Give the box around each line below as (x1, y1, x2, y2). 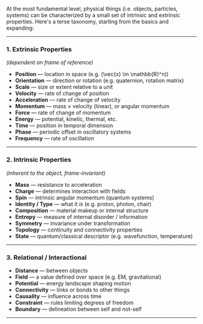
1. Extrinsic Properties (6, 45, 72, 53)
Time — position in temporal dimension (14, 122, 114, 129)
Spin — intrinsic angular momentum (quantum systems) (14, 193, 155, 201)
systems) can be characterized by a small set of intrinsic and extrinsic (6, 11, 181, 19)
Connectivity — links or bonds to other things (14, 286, 130, 293)
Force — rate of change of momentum (14, 109, 111, 117)
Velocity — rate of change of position (14, 90, 110, 97)
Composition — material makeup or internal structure (14, 207, 149, 214)
